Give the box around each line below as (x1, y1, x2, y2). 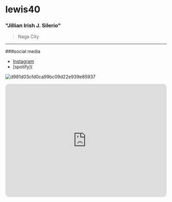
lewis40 (5, 4, 40, 15)
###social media (5, 48, 41, 54)
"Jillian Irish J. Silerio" (5, 22, 61, 29)
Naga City (17, 33, 39, 40)
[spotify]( (12, 64, 33, 70)
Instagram (12, 58, 34, 65)
